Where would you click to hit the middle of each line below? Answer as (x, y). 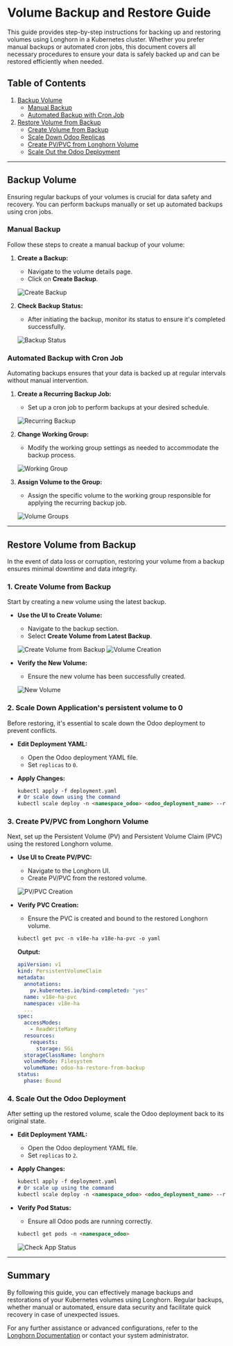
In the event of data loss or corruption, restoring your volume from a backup (116, 561)
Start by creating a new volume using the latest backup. (87, 602)
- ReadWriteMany (53, 1029)
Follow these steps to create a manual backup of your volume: (96, 244)
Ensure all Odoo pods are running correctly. (90, 1221)
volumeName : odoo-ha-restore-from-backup (85, 1068)
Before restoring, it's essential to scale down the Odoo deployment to (106, 723)
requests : (44, 1042)
